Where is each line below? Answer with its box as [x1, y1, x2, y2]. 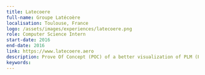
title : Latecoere [6, 8, 51, 15]
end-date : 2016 [6, 43, 45, 49]
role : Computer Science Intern [6, 31, 86, 37]
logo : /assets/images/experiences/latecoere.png [6, 25, 132, 32]
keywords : [6, 59, 32, 65]
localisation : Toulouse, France [6, 20, 88, 26]
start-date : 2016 [6, 37, 51, 43]
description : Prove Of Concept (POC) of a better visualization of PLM [6, 54, 192, 60]
